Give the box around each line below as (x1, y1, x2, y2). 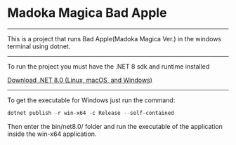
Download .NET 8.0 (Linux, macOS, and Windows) (7, 76, 153, 84)
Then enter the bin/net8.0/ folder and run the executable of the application (7, 122, 223, 130)
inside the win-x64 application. (7, 130, 97, 138)
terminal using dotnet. (7, 42, 71, 50)
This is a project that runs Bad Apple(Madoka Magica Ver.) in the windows (7, 34, 222, 43)
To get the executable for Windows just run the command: (7, 96, 176, 104)
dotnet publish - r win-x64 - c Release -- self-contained (7, 109, 174, 116)
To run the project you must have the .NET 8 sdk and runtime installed (7, 62, 210, 71)
